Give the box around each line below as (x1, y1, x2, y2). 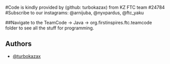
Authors (5, 40, 32, 48)
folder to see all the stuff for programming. (5, 25, 94, 31)
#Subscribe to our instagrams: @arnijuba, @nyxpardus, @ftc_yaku (5, 10, 144, 16)
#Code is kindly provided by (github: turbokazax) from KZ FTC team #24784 (5, 5, 165, 10)
